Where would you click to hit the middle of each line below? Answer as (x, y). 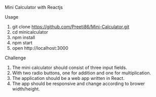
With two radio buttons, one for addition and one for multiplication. (82, 73)
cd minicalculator (30, 32)
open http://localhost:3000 (40, 48)
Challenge (15, 58)
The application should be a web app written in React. (68, 78)
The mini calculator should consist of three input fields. (69, 68)
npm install (24, 37)
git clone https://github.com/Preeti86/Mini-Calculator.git (71, 27)
